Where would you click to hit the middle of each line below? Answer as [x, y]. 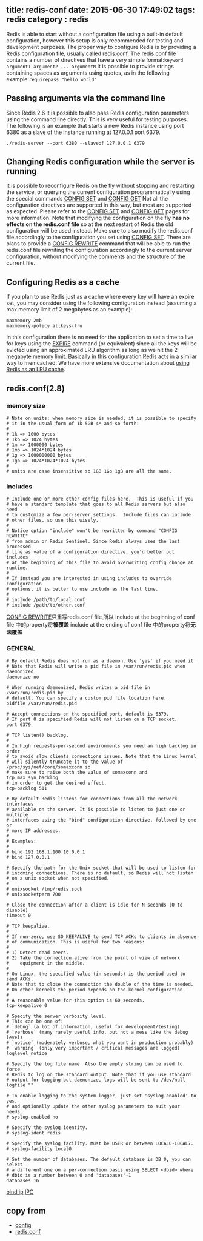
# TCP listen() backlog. [38, 735]
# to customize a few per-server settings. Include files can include [98, 515]
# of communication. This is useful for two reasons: [76, 942]
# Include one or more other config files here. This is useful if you [100, 499]
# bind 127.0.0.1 [28, 857]
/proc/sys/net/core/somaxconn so [48, 767]
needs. [15, 1111]
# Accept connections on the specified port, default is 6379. [88, 714]
